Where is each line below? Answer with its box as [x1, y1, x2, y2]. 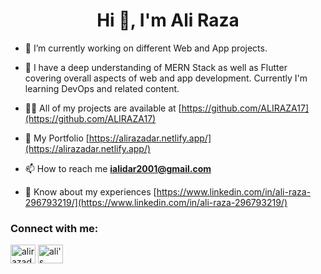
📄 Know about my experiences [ [24, 185, 157, 198]
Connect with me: [10, 221, 99, 235]
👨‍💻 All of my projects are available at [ [24, 102, 182, 114]
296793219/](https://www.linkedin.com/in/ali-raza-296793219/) [24, 196, 288, 208]
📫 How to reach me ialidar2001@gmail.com [24, 162, 212, 174]
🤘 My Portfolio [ [24, 132, 90, 144]
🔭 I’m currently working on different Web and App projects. [24, 42, 268, 54]
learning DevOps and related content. [24, 82, 180, 94]
